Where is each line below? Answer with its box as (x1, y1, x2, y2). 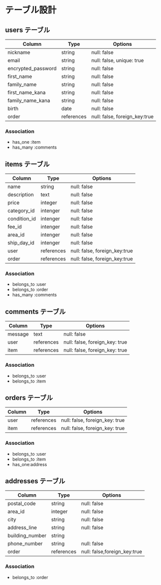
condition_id (7, 215, 36, 222)
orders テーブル (5, 393, 53, 402)
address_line (7, 524, 37, 531)
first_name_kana (7, 89, 46, 96)
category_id (7, 207, 35, 214)
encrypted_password (7, 65, 57, 72)
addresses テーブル (5, 477, 65, 485)
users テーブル (5, 26, 50, 34)
